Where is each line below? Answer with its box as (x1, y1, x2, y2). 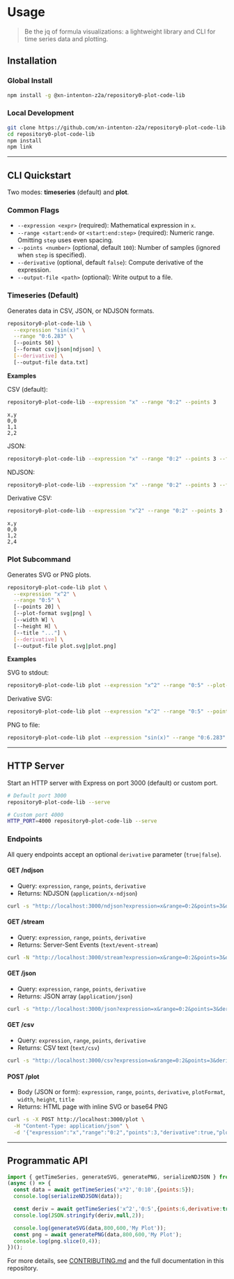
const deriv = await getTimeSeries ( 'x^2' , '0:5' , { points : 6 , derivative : (13, 1206, 223, 1213)
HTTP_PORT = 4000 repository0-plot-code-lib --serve (7, 818, 157, 825)
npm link (7, 144, 33, 151)
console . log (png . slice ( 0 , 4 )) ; (13, 1237, 101, 1245)
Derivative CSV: (7, 494, 52, 503)
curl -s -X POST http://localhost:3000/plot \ (7, 1116, 145, 1123)
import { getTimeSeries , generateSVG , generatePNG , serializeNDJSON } (7, 1174, 217, 1181)
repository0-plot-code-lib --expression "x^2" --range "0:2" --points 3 (7, 508, 223, 515)
